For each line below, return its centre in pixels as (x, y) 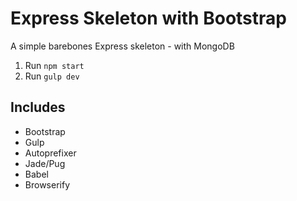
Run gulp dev (52, 76)
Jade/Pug (45, 163)
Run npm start (54, 65)
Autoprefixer (50, 153)
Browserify (47, 184)
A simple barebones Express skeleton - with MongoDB (122, 46)
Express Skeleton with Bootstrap (148, 18)
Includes (38, 107)
